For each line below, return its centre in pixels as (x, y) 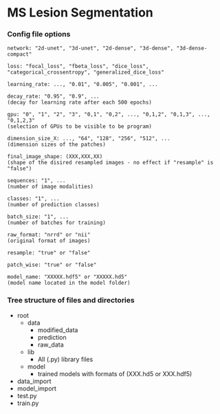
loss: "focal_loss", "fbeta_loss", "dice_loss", (78, 67)
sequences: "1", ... (37, 181)
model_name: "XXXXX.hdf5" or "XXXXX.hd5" (67, 277)
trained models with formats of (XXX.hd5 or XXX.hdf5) (115, 373)
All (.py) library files (65, 359)
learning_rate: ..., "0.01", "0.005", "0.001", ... (82, 85)
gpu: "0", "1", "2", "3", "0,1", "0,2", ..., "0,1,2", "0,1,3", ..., (109, 115)
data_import (34, 381)
